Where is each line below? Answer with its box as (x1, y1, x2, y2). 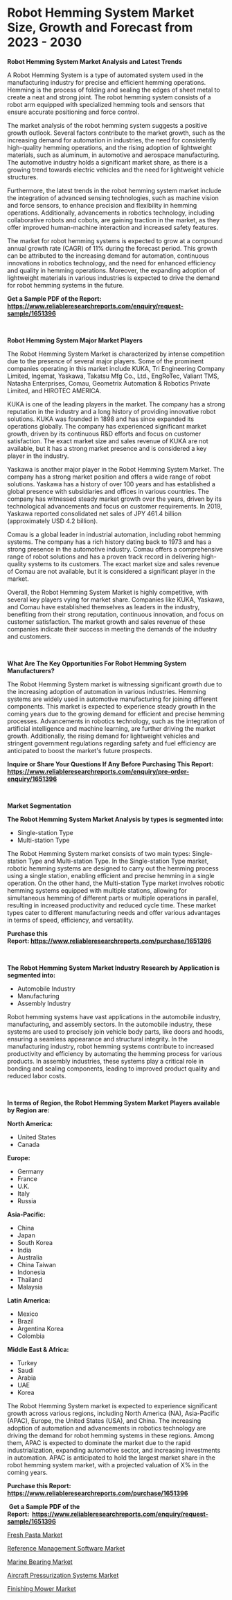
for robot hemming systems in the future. (7, 281, 125, 289)
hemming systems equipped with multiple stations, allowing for (7, 886, 187, 894)
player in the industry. (7, 452, 69, 460)
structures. (7, 172, 38, 181)
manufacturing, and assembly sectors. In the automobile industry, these (7, 1020, 213, 1028)
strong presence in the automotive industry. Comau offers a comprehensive (7, 545, 223, 553)
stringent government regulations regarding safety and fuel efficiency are (7, 739, 217, 748)
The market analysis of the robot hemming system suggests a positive (7, 121, 208, 129)
